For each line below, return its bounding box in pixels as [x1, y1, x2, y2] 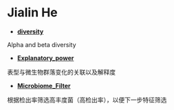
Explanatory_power [17, 53, 74, 62]
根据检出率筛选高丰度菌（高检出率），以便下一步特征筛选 [7, 96, 167, 104]
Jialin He [7, 5, 58, 20]
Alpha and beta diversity [7, 40, 77, 49]
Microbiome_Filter [17, 81, 71, 90]
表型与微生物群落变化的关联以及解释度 [7, 68, 116, 76]
